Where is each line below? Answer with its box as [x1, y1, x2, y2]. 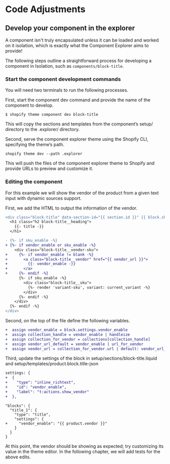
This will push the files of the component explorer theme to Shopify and [5, 160, 155, 166]
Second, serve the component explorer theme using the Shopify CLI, [5, 136, 148, 142]
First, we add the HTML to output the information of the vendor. [5, 205, 138, 211]
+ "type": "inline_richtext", [5, 380, 76, 385]
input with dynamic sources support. [5, 195, 82, 201]
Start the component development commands [5, 75, 121, 82]
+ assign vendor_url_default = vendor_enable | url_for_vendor [5, 342, 144, 347]
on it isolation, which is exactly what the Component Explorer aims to [5, 43, 149, 49]
